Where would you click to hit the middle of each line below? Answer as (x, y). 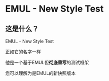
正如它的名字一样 (23, 52)
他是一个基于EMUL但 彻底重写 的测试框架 (47, 62)
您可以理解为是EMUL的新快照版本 (41, 73)
